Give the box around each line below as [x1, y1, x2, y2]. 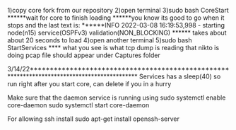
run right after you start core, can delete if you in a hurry [7, 80, 172, 88]
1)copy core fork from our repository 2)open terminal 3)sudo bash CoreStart [7, 6, 229, 14]
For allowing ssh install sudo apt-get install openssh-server [7, 114, 180, 123]
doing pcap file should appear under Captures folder [7, 51, 161, 59]
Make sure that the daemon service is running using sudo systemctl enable [7, 93, 226, 102]
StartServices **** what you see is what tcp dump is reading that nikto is [7, 44, 220, 52]
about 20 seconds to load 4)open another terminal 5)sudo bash [7, 36, 192, 45]
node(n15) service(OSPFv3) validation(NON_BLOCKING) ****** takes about [7, 28, 227, 37]
